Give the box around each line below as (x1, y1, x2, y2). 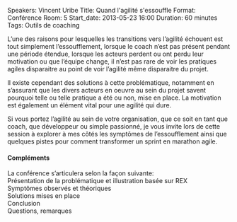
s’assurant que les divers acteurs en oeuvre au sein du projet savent (7, 86, 207, 94)
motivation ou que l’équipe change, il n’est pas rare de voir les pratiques (7, 57, 217, 66)
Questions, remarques (7, 206, 72, 215)
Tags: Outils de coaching (7, 21, 80, 29)
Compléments (7, 153, 50, 162)
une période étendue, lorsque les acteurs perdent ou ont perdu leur (7, 49, 204, 58)
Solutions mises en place (7, 192, 80, 200)
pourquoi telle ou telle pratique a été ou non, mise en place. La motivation (7, 93, 221, 102)
